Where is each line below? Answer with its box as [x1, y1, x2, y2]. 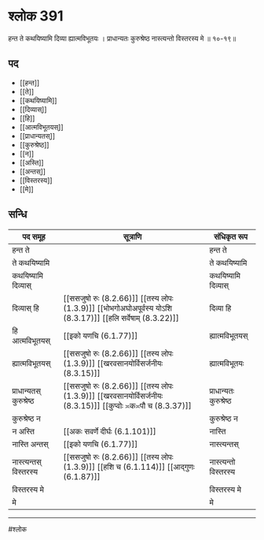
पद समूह [22, 231, 46, 242]
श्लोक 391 [8, 7, 64, 25]
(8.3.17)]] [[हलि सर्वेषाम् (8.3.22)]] [63, 312, 179, 323]
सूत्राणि [123, 231, 142, 242]
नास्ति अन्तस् [12, 438, 49, 449]
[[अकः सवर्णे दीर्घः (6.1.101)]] [63, 426, 157, 437]
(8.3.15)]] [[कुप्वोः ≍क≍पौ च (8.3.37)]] [63, 400, 192, 411]
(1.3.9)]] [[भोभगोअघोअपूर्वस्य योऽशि [63, 303, 173, 314]
